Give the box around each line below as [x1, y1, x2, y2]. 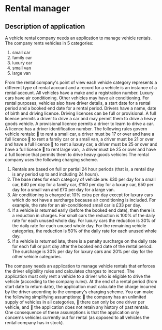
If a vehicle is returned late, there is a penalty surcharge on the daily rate [12, 238, 157, 244]
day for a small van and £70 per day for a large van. [12, 187, 115, 192]
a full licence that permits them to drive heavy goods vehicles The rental [5, 152, 149, 157]
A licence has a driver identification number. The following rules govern [5, 126, 147, 131]
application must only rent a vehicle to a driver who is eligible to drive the [5, 273, 151, 279]
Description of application [5, 22, 86, 31]
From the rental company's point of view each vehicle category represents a [5, 79, 157, 85]
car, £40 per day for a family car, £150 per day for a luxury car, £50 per [12, 182, 154, 187]
